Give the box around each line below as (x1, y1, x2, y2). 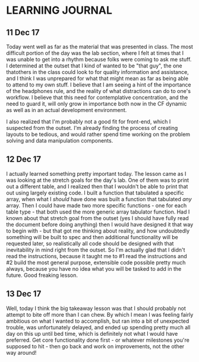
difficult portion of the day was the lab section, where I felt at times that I (6, 49, 184, 57)
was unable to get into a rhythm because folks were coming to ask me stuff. (6, 56, 192, 63)
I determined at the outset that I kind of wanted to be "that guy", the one (6, 62, 182, 69)
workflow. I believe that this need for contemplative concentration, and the (6, 94, 188, 101)
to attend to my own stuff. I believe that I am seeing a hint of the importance (6, 81, 191, 88)
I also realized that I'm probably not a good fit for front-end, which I (6, 118, 171, 125)
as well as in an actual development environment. (6, 107, 127, 113)
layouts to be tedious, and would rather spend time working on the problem (6, 131, 191, 138)
